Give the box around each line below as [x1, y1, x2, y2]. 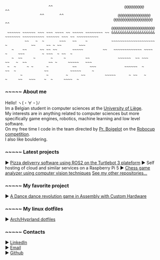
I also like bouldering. [5, 136, 48, 142]
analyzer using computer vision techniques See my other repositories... [5, 170, 147, 176]
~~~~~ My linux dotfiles [5, 205, 64, 212]
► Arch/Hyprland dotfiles [5, 217, 56, 223]
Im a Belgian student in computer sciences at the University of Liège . [5, 105, 143, 111]
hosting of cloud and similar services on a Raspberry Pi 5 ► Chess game [5, 165, 150, 170]
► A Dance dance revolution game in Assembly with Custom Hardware [5, 193, 147, 199]
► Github [5, 250, 24, 256]
